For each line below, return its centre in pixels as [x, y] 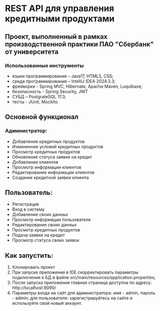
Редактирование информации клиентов [53, 172]
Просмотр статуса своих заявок [46, 240]
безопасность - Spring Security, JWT [50, 91]
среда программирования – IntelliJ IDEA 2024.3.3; [64, 81]
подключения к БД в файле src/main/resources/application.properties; [84, 278]
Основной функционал [42, 117]
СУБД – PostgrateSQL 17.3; [39, 96]
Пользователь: [29, 193]
